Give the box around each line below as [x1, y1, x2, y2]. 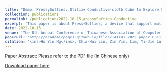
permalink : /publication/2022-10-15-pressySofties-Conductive [5, 16, 137, 21]
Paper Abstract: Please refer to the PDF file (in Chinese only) [5, 53, 129, 59]
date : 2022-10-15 [5, 26, 41, 31]
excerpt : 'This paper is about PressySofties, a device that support [5, 21, 153, 26]
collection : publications [5, 12, 59, 17]
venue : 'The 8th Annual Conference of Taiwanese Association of [5, 30, 141, 35]
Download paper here [5, 62, 50, 68]
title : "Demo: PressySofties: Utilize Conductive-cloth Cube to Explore [5, 7, 159, 12]
